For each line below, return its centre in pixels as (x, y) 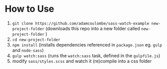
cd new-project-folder (36, 40)
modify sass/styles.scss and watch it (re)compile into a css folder (82, 61)
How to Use (30, 9)
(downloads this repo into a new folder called (93, 28)
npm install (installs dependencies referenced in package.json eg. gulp (87, 44)
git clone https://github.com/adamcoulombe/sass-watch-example (81, 24)
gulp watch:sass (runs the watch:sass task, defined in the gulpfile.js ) (86, 55)
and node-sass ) (28, 50)
